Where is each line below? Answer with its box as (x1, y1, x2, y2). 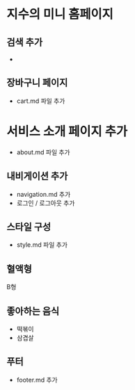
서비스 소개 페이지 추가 (6, 124, 128, 139)
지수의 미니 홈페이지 (6, 6, 114, 22)
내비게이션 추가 (6, 170, 68, 182)
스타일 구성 (6, 220, 51, 233)
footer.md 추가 (16, 375, 58, 384)
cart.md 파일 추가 (16, 97, 65, 105)
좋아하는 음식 (6, 305, 60, 317)
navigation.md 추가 (16, 190, 71, 198)
